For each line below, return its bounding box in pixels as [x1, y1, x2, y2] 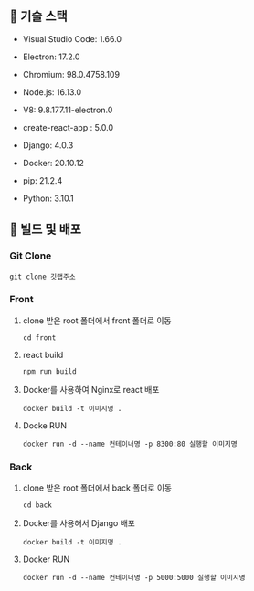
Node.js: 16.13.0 [22, 86, 82, 98]
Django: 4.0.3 [22, 140, 74, 151]
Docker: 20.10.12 [22, 157, 85, 168]
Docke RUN [22, 419, 67, 431]
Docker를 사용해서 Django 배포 [22, 518, 135, 529]
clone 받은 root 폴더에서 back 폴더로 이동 [22, 482, 172, 493]
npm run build [22, 366, 77, 376]
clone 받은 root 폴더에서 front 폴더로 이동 [22, 314, 172, 326]
